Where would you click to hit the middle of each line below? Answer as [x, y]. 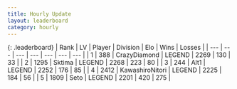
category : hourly [33, 27]
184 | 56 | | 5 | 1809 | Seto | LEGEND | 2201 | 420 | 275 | [89, 78]
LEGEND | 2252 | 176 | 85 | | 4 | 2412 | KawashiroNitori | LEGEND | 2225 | [115, 70]
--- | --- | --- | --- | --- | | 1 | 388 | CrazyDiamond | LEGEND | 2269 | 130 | [123, 55]
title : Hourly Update [39, 14]
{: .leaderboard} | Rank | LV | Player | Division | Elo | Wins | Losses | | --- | [115, 48]
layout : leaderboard [38, 21]
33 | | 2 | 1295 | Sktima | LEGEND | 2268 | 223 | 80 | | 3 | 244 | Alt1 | [107, 63]
